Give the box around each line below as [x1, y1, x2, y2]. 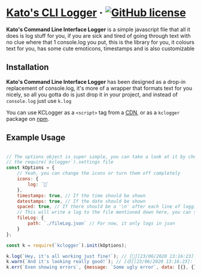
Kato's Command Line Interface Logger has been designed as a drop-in [6, 78, 186, 85]
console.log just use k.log [6, 97, 72, 104]
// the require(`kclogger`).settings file [6, 159, 114, 165]
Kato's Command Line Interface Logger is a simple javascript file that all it [6, 26, 190, 33]
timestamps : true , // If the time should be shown [17, 192, 146, 199]
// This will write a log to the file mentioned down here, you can [17, 210, 191, 216]
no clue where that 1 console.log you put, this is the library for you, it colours [6, 38, 194, 46]
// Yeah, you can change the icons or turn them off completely [17, 171, 181, 177]
